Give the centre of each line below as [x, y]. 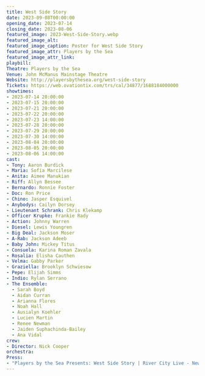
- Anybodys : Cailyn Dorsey [41, 205]
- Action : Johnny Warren [38, 222]
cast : [13, 159]
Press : [15, 358]
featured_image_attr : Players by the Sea [60, 52]
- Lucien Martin [32, 318]
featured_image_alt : [33, 40]
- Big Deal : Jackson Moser [41, 233]
